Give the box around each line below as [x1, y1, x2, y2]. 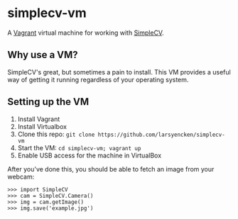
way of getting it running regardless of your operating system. [7, 75, 189, 84]
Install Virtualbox [17, 122, 67, 130]
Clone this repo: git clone [17, 130, 95, 138]
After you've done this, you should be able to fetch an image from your [7, 164, 215, 173]
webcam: [7, 172, 35, 181]
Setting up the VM [7, 96, 90, 108]
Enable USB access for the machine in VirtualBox [17, 151, 162, 159]
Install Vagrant [17, 115, 60, 123]
